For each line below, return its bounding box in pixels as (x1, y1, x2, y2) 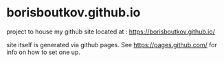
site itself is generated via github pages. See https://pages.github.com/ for (6, 40, 218, 49)
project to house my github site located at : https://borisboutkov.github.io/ (6, 27, 216, 36)
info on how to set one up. (6, 48, 80, 56)
